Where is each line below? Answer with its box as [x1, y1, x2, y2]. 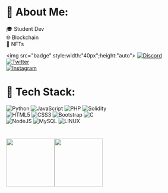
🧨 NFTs [6, 40, 24, 47]
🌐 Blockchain [6, 34, 39, 41]
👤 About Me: [6, 5, 69, 19]
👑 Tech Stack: [6, 85, 75, 99]
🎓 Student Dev [6, 25, 45, 32]
